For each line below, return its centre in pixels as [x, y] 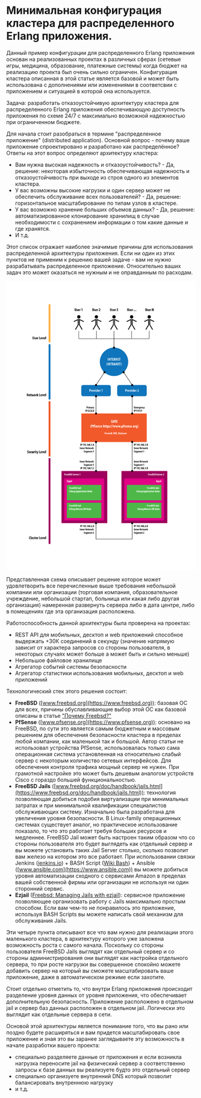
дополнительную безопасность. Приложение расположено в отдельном [100, 1002]
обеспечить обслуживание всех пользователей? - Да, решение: [98, 196]
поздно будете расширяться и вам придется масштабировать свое [93, 1032]
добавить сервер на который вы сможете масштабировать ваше [90, 970]
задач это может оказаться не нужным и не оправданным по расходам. [100, 272]
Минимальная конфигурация [84, 11]
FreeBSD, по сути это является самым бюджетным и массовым [97, 728]
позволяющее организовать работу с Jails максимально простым [100, 901]
